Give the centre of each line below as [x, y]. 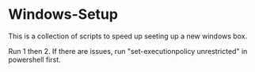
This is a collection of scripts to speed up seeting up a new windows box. [128, 36]
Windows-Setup [63, 14]
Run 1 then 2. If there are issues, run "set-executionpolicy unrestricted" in [128, 51]
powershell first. [34, 59]
